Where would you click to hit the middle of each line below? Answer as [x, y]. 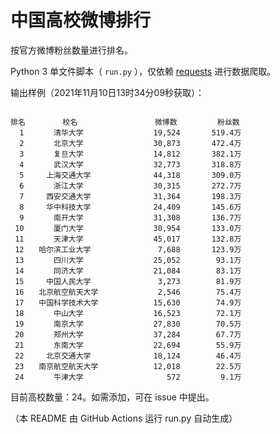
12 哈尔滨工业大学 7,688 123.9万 [128, 249]
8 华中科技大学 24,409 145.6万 [130, 207]
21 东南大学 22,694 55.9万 [128, 345]
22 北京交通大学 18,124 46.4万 [128, 356]
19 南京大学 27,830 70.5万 [128, 324]
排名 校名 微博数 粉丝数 [125, 122]
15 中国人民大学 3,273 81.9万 [128, 281]
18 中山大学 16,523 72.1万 [128, 313]
